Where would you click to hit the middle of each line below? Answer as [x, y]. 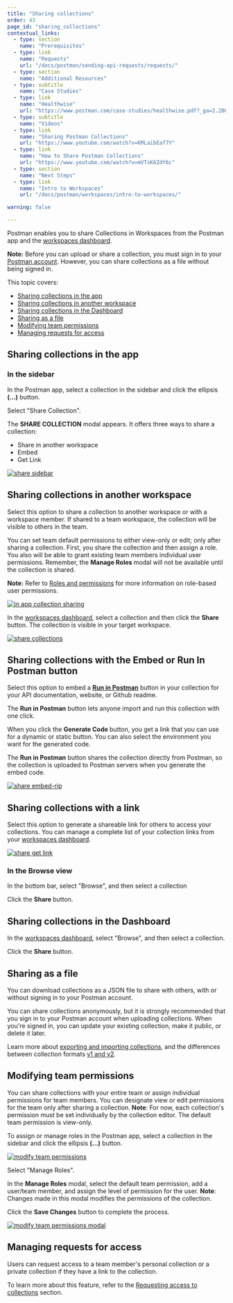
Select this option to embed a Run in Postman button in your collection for [113, 688]
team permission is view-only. [50, 1122]
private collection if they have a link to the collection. [83, 1271]
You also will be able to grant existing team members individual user [104, 554]
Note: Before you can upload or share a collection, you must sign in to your [114, 254]
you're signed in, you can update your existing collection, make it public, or [114, 1026]
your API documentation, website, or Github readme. [82, 695]
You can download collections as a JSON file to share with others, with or [112, 990]
